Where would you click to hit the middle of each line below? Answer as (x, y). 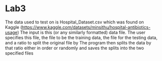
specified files (19, 53)
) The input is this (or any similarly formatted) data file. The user (81, 32)
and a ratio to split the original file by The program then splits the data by (78, 42)
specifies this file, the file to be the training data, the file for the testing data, (81, 38)
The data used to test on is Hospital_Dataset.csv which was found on (74, 22)
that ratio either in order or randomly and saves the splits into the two (74, 48)
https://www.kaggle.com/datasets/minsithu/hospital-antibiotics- (86, 27)
